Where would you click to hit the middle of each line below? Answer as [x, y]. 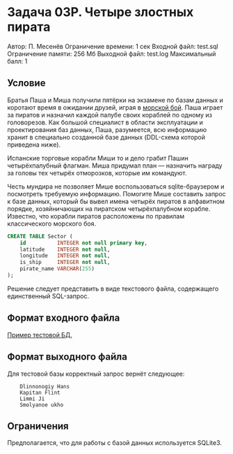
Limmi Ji [32, 399]
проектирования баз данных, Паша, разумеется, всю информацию [107, 129]
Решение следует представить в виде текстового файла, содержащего [113, 288]
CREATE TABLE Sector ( [40, 236]
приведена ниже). [34, 145]
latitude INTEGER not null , [65, 249]
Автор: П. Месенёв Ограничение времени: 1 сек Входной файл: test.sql [113, 46]
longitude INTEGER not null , [65, 256]
